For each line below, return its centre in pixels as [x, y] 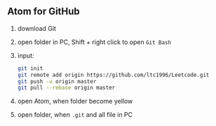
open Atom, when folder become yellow [75, 101]
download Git [36, 28]
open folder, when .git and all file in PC [75, 115]
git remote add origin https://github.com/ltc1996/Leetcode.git [113, 75]
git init [30, 68]
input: [26, 55]
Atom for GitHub [44, 12]
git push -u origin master [57, 81]
